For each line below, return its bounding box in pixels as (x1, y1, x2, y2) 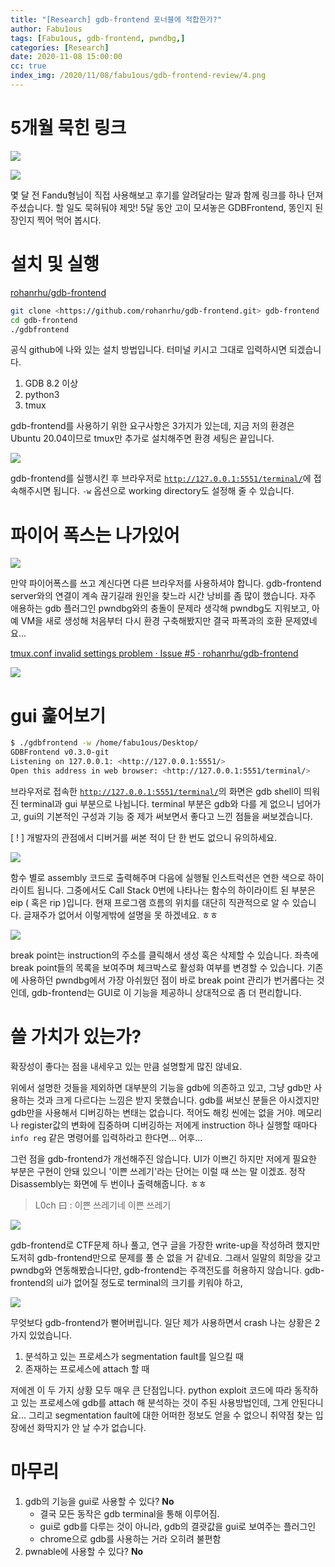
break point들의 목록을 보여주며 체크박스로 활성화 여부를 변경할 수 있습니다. (10, 961, 305, 973)
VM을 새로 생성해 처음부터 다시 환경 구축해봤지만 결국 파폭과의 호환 (20, 615, 283, 627)
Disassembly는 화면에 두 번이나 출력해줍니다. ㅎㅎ (10, 1177, 207, 1190)
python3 (24, 389, 60, 401)
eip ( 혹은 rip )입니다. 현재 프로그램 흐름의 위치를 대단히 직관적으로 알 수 (10, 896, 290, 908)
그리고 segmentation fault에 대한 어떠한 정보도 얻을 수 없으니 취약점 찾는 (28, 1409, 313, 1421)
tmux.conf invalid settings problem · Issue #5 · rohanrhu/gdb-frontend (10, 647, 299, 660)
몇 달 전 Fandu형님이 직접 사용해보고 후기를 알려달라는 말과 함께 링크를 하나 (10, 189, 305, 201)
